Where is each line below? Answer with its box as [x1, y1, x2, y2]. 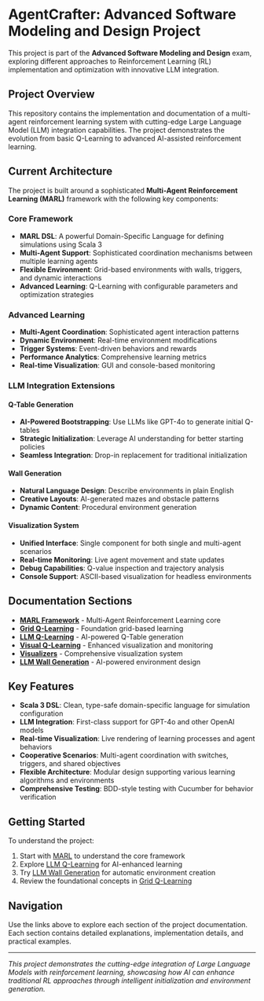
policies [19, 442, 46, 452]
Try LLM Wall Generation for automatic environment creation [19, 868, 216, 878]
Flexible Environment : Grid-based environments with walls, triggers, [19, 265, 242, 274]
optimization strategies [19, 289, 94, 299]
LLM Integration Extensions [8, 380, 115, 391]
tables [19, 426, 40, 435]
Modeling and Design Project [8, 22, 201, 40]
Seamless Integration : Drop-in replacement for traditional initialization [19, 450, 247, 460]
